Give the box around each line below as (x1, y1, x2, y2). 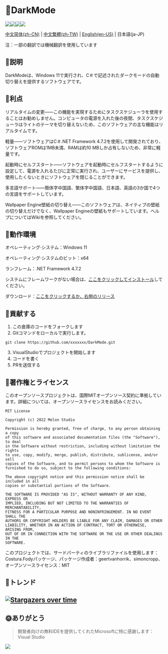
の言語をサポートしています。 (5, 191, 67, 197)
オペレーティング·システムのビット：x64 (5, 255, 89, 261)
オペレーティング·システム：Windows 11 (5, 244, 88, 250)
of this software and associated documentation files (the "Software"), (5, 435, 160, 440)
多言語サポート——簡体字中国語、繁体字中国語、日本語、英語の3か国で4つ (5, 185, 160, 191)
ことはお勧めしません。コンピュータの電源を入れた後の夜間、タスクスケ (9, 115, 159, 121)
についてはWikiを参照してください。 (9, 214, 84, 220)
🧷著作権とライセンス (5, 378, 69, 387)
